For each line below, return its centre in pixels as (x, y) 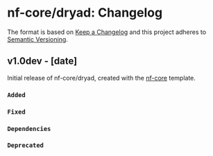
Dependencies (29, 129)
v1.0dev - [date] (42, 61)
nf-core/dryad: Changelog (85, 13)
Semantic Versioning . (37, 39)
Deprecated (25, 146)
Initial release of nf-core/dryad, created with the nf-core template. (102, 78)
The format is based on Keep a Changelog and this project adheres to (107, 32)
